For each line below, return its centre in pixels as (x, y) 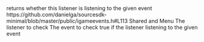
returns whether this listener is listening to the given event (79, 8)
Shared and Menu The (157, 21)
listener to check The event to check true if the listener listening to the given (102, 27)
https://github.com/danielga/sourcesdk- (56, 14)
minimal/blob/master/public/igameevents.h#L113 (67, 21)
